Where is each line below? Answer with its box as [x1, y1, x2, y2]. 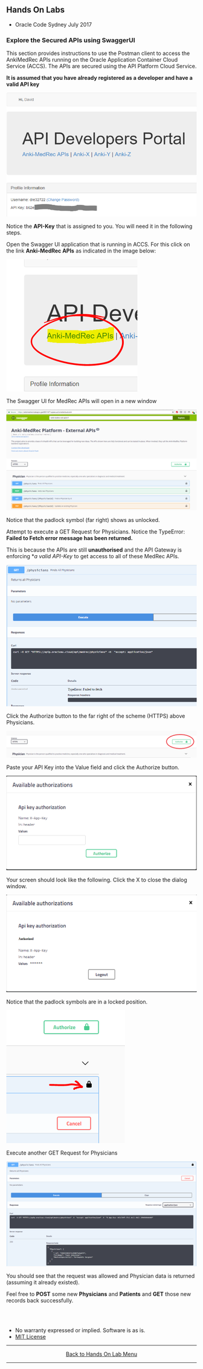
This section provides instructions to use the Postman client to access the [6, 50, 190, 57]
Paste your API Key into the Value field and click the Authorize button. [6, 764, 179, 771]
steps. [6, 229, 22, 236]
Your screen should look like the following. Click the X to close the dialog [6, 876, 187, 883]
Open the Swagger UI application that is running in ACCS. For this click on [6, 241, 190, 248]
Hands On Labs [6, 5, 65, 15]
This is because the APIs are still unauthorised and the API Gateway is [6, 546, 182, 553]
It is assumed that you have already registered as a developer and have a [6, 74, 193, 82]
